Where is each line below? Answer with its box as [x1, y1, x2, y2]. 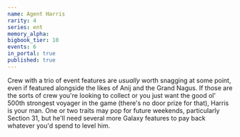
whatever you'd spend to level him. [7, 121, 111, 130]
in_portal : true [7, 50, 56, 57]
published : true [7, 57, 56, 64]
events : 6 [7, 43, 37, 50]
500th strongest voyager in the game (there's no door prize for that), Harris [7, 99, 229, 107]
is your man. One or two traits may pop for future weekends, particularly [7, 106, 220, 114]
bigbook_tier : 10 [7, 37, 59, 44]
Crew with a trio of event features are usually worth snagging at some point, [7, 76, 231, 84]
